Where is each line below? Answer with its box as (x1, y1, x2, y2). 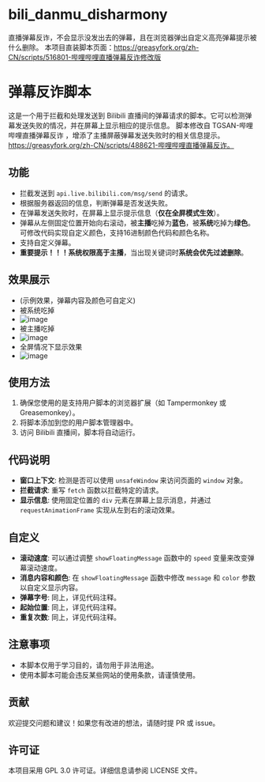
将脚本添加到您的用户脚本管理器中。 (19, 417, 138, 428)
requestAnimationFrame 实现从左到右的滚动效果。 (19, 505, 180, 515)
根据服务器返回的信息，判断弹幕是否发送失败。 (19, 198, 172, 207)
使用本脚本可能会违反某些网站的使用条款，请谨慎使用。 (19, 670, 200, 679)
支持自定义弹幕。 (19, 237, 76, 247)
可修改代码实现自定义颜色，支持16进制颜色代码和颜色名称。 (19, 228, 215, 237)
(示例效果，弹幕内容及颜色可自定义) (19, 295, 136, 305)
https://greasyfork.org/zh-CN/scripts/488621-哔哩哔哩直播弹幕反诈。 (8, 140, 234, 149)
